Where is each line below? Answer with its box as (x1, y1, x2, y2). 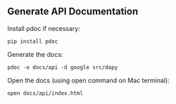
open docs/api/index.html (7, 89, 83, 97)
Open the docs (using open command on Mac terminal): (7, 76, 170, 84)
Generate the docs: (7, 50, 63, 58)
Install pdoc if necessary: (7, 24, 81, 32)
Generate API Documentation (7, 6, 139, 18)
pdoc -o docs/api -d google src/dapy (7, 63, 118, 71)
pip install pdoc (7, 38, 58, 45)
